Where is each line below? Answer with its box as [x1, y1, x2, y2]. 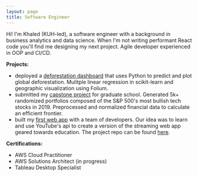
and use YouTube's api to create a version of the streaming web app [14, 122, 181, 129]
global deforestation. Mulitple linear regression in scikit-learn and [14, 78, 174, 86]
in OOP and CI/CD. [6, 49, 51, 56]
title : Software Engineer [6, 14, 70, 20]
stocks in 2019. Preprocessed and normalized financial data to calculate [14, 103, 190, 110]
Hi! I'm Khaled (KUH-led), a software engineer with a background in [6, 30, 171, 37]
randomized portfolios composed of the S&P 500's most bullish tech [14, 97, 181, 104]
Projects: [6, 60, 29, 68]
